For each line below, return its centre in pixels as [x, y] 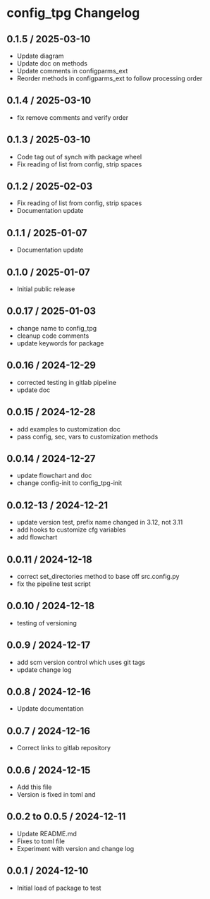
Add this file [34, 787]
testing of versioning [47, 623]
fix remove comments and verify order [72, 117]
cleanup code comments [53, 336]
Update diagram [40, 56]
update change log [44, 669]
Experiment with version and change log [75, 848]
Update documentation [50, 709]
